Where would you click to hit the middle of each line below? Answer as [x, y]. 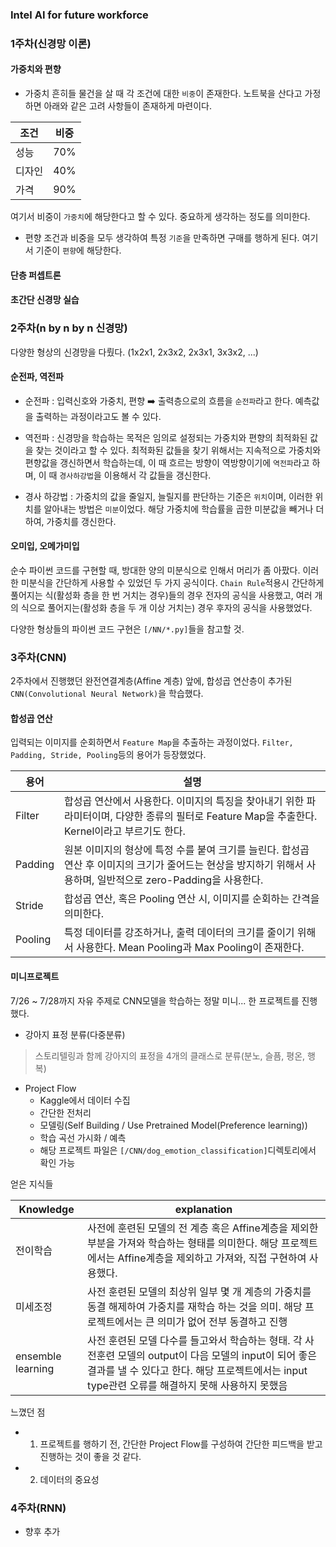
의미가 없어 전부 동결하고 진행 [222, 1321]
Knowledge [46, 1209]
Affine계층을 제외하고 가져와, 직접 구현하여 [212, 1258]
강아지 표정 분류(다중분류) [75, 1034]
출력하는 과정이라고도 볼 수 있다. [98, 416]
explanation [203, 1209]
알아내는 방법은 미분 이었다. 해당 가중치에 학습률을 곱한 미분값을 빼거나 [178, 509]
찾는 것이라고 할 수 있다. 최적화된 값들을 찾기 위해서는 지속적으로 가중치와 [178, 450]
